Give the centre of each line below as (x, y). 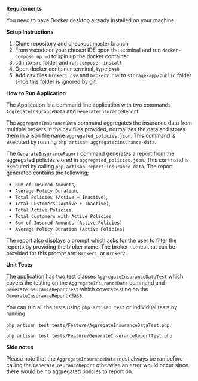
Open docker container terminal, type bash (67, 69)
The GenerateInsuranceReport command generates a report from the (90, 153)
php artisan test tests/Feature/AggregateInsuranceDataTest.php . (89, 325)
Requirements (24, 9)
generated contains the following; (48, 173)
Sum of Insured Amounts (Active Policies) (68, 223)
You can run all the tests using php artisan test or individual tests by (92, 307)
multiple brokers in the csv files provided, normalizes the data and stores (96, 129)
